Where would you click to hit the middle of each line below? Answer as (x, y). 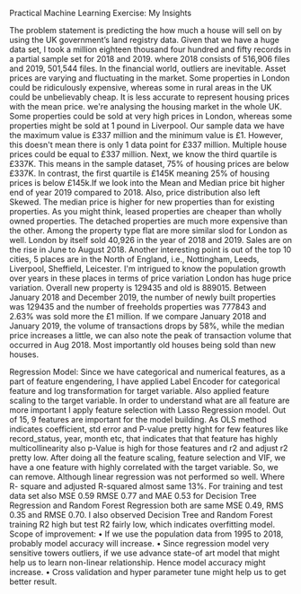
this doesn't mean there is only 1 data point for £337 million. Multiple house (148, 144)
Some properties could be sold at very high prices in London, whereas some (151, 116)
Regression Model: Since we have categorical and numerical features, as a (147, 372)
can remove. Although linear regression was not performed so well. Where (147, 476)
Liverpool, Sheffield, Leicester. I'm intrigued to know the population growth (147, 269)
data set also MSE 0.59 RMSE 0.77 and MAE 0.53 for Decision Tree (133, 496)
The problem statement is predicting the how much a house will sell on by (146, 30)
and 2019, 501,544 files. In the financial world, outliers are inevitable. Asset (148, 68)
